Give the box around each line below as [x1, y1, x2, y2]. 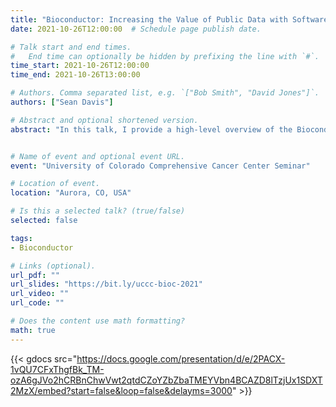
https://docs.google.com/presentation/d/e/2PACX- [76, 352, 286, 365]
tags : [10, 233, 33, 243]
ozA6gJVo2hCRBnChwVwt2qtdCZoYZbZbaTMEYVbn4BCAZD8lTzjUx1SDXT [10, 374, 323, 386]
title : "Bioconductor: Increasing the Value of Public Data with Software [10, 14, 329, 25]
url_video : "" [10, 289, 70, 299]
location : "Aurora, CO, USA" [10, 188, 132, 198]
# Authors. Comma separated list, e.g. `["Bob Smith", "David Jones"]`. [10, 88, 320, 98]
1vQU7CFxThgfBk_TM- [10, 363, 105, 375]
